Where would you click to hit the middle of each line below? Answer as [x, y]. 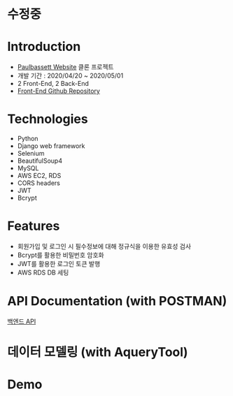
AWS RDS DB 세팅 [43, 272]
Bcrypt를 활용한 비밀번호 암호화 [61, 255]
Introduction [44, 47]
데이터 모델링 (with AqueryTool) [98, 352]
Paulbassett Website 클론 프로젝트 [65, 67]
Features [34, 226]
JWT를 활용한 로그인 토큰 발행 [59, 264]
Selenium [31, 154]
